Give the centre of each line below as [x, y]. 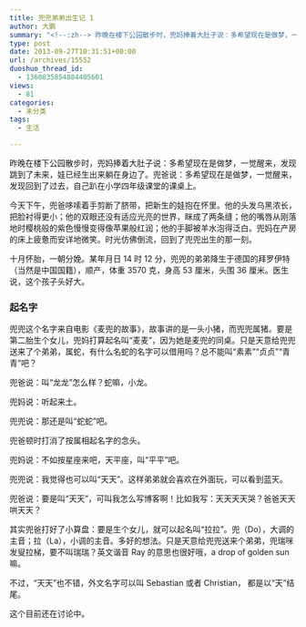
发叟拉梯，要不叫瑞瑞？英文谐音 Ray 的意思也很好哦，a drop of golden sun [149, 552]
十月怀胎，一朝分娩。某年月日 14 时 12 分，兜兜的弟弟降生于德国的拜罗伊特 [150, 259]
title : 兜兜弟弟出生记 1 [51, 18]
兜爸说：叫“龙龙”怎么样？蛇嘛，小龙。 [81, 383]
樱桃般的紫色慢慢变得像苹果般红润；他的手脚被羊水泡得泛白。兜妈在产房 [161, 228]
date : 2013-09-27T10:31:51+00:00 [73, 52]
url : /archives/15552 [51, 60]
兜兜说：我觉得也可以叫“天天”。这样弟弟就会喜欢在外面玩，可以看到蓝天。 [149, 479]
